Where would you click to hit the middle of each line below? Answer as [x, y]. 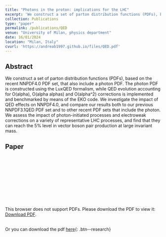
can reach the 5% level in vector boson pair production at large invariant [79, 126]
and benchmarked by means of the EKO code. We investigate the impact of [82, 99]
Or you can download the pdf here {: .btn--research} [58, 229]
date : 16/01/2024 [23, 38]
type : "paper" [20, 24]
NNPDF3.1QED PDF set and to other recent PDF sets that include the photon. [83, 110]
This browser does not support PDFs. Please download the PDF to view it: [80, 209]
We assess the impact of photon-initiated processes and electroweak [76, 115]
